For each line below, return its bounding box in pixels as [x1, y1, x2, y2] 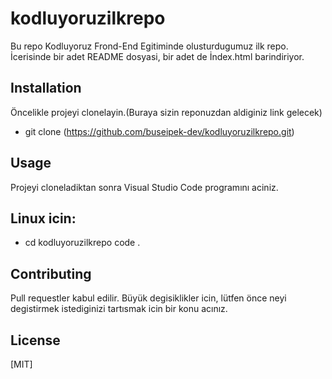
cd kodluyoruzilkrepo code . [24, 237, 141, 249]
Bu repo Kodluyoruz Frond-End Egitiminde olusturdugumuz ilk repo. [10, 40, 289, 52]
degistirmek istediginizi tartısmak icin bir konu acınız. [10, 303, 228, 315]
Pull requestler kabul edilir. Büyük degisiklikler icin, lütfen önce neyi [10, 292, 287, 304]
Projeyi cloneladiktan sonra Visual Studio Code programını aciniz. [10, 181, 279, 193]
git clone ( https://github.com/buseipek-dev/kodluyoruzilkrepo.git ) [24, 125, 295, 137]
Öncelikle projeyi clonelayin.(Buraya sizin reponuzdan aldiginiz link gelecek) [10, 106, 323, 118]
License [10, 332, 61, 349]
